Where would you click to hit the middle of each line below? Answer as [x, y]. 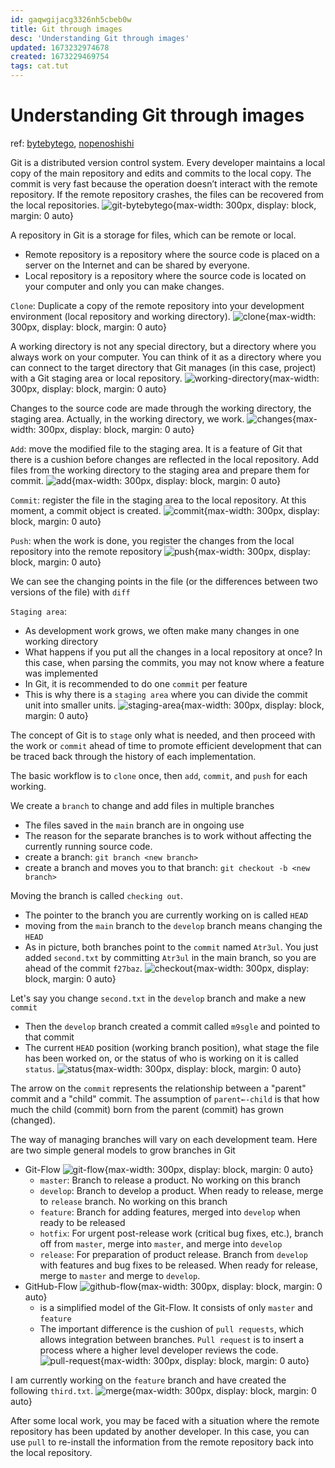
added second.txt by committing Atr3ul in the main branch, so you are [170, 957]
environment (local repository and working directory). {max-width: [163, 316]
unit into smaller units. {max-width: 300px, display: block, [174, 705]
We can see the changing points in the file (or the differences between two [164, 581]
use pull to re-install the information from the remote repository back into [162, 1442]
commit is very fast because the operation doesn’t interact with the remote [164, 183]
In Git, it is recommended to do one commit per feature [136, 683]
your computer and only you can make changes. [124, 286]
